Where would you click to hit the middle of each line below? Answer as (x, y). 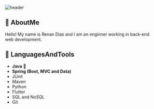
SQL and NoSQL (28, 97)
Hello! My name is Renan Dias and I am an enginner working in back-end (77, 34)
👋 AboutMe (22, 22)
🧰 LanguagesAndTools (40, 55)
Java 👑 (19, 66)
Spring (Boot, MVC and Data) (42, 71)
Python (19, 86)
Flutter (19, 92)
